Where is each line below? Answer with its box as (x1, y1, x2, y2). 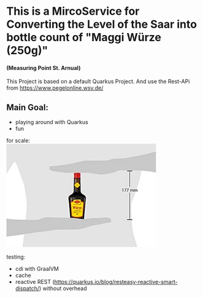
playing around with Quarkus (15, 119, 89, 126)
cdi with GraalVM (15, 265, 59, 273)
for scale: (6, 137, 31, 144)
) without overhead (39, 284, 87, 292)
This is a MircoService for (6, 4, 140, 18)
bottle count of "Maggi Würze (6, 31, 161, 44)
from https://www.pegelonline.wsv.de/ (6, 84, 104, 92)
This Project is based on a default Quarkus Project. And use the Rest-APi (6, 78, 190, 85)
